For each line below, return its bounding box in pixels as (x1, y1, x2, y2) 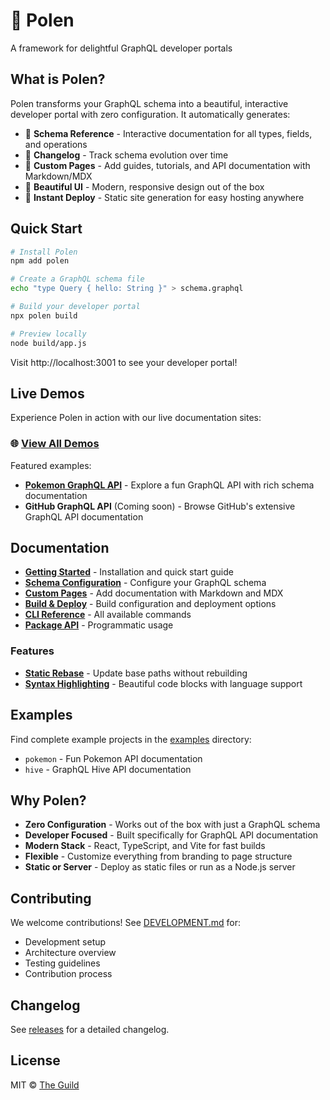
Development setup (24, 936, 107, 948)
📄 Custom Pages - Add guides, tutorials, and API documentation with (24, 159, 311, 171)
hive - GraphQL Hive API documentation (24, 763, 192, 775)
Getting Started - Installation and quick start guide (24, 566, 234, 578)
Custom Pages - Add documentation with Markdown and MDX (24, 587, 284, 599)
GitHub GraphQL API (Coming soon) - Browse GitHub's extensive (24, 500, 296, 512)
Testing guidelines (24, 957, 101, 969)
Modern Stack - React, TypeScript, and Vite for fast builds (24, 840, 266, 852)
